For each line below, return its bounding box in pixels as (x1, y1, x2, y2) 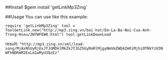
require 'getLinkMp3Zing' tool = (5, 23, 75, 28)
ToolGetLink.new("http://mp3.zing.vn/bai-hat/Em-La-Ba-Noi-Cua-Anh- (5, 28, 152, 33)
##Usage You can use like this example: (5, 14, 88, 19)
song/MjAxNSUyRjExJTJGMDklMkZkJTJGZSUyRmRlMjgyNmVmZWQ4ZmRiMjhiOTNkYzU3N (5, 46, 163, 51)
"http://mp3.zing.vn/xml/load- (19, 42, 85, 47)
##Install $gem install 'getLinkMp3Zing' (5, 4, 88, 10)
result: (5, 41, 19, 47)
